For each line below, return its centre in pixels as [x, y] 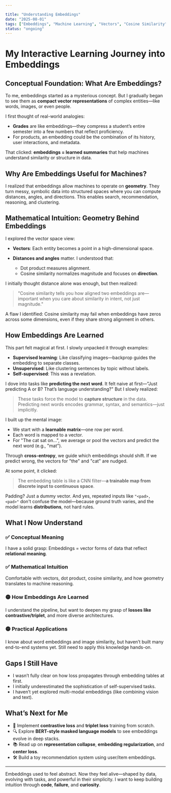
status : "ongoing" [25, 29]
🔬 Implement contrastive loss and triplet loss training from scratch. [84, 725]
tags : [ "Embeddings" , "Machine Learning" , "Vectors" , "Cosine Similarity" [86, 24]
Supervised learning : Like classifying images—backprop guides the [84, 358]
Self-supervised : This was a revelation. [54, 374]
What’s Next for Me [37, 713]
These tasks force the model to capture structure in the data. [82, 399]
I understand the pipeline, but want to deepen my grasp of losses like [78, 610]
